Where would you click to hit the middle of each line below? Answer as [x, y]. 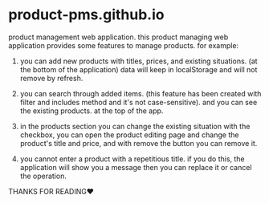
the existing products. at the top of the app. [92, 111]
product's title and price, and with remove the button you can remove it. [139, 143]
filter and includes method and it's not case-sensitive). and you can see [139, 102]
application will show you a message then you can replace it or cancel [136, 167]
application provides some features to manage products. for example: [124, 45]
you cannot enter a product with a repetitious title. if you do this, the [132, 159]
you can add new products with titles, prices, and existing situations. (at [139, 61]
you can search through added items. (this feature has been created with [141, 93]
